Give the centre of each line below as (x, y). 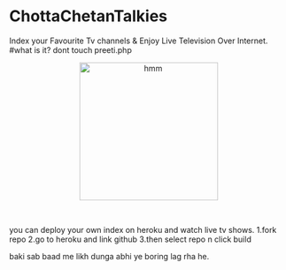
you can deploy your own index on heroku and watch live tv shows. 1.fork (143, 229)
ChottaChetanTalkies (89, 16)
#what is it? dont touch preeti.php (71, 49)
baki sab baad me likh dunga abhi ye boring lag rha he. (109, 256)
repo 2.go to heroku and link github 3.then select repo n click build (131, 239)
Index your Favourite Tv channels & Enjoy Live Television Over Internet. (139, 41)
